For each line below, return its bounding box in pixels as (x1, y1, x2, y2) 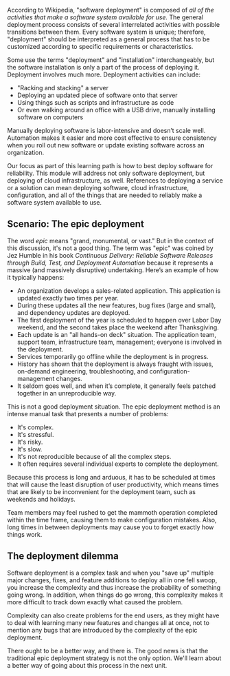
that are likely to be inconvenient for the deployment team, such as (7, 487, 196, 495)
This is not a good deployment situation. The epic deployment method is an (7, 402, 221, 411)
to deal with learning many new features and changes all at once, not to (7, 618, 209, 626)
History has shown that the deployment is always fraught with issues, (16, 360, 214, 368)
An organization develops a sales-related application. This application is (16, 286, 221, 295)
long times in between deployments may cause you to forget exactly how (7, 523, 214, 531)
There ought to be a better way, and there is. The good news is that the (7, 646, 209, 655)
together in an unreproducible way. (16, 389, 117, 397)
